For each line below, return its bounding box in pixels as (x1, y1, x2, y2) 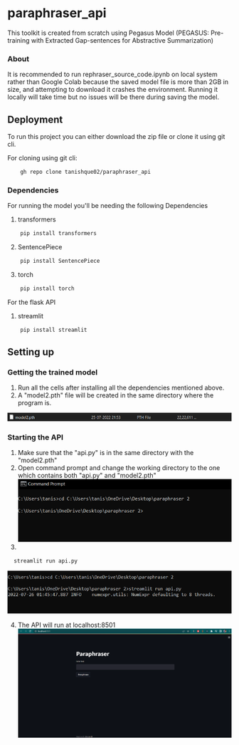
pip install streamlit (20, 326, 87, 333)
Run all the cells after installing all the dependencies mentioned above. (17, 383, 225, 392)
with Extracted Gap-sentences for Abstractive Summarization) (31, 36, 214, 44)
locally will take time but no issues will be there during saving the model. (7, 93, 219, 101)
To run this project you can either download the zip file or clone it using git (7, 132, 225, 141)
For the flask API (7, 298, 56, 306)
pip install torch (20, 285, 75, 292)
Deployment (7, 113, 63, 125)
